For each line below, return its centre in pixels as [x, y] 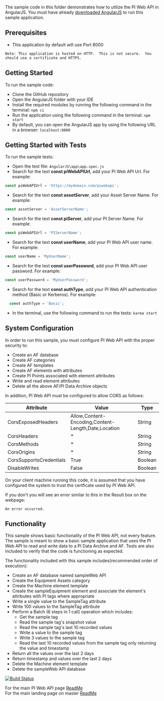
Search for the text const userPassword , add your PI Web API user [80, 266]
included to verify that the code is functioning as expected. [64, 551]
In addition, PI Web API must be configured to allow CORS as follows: [74, 395]
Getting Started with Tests [46, 145]
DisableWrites [23, 468]
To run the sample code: [30, 85]
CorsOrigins [21, 452]
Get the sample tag [39, 617]
